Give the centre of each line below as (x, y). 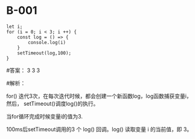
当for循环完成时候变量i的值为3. (45, 116)
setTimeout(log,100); (44, 53)
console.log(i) (47, 42)
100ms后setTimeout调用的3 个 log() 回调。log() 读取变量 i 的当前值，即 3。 (99, 129)
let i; (14, 27)
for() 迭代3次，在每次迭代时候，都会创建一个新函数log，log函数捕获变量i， (99, 96)
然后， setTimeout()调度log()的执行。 (53, 103)
